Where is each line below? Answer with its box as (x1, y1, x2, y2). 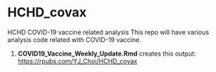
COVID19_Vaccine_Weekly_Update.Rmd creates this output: (17, 49, 196, 58)
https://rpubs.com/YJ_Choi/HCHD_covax (17, 56, 138, 65)
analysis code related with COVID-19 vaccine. (7, 35, 141, 43)
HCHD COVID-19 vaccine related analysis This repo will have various (7, 28, 210, 36)
